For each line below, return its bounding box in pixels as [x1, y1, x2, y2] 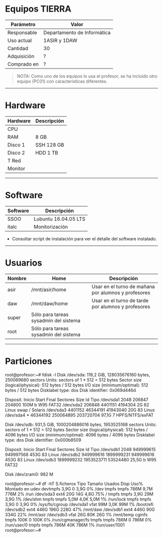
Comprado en [7, 61, 39, 67]
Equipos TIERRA [5, 3, 72, 15]
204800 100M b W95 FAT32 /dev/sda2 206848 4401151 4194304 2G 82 [5, 402, 149, 407]
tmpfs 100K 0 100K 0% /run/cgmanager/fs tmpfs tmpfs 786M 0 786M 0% [5, 517, 152, 522]
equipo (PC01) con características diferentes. [16, 78, 108, 84]
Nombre [7, 275, 27, 282]
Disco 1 [7, 141, 25, 148]
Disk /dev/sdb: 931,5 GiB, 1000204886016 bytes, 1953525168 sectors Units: [5, 421, 157, 427]
